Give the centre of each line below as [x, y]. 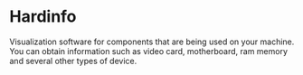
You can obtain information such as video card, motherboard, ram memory [148, 51]
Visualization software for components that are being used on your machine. [152, 42]
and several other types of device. [73, 61]
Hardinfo [43, 17]
